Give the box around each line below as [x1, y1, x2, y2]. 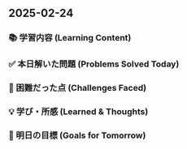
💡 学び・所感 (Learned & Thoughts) [8, 106, 149, 117]
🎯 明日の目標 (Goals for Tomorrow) [8, 130, 146, 141]
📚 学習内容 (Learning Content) [8, 32, 132, 44]
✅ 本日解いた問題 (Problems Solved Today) [8, 58, 180, 70]
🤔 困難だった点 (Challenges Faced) [8, 83, 147, 94]
